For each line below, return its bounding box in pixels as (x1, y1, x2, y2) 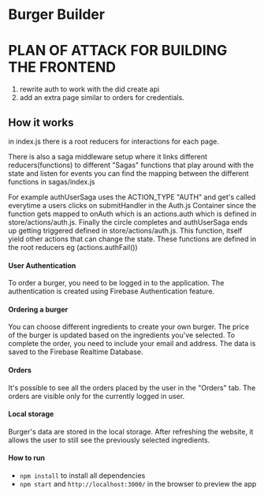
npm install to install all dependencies (19, 471, 146, 480)
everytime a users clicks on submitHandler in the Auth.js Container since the (8, 200, 257, 210)
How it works (8, 116, 74, 129)
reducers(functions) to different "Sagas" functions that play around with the (8, 160, 255, 170)
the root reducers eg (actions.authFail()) (8, 242, 138, 252)
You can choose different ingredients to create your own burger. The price (8, 322, 250, 332)
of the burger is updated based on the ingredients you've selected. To (8, 330, 235, 340)
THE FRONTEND (8, 58, 117, 76)
